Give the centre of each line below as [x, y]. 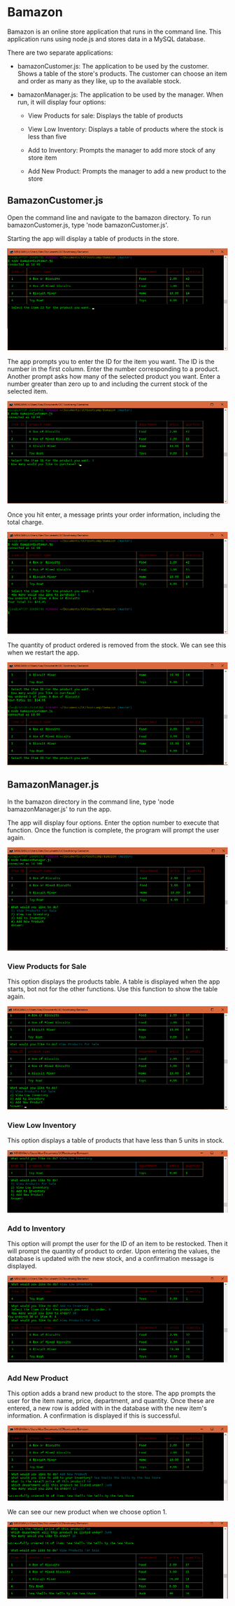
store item [42, 158]
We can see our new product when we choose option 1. [87, 1511]
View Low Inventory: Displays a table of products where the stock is [126, 129]
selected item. [28, 391]
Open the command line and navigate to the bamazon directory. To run [109, 217]
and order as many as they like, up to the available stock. [99, 81]
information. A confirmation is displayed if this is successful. [94, 1416]
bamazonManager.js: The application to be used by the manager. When [120, 95]
